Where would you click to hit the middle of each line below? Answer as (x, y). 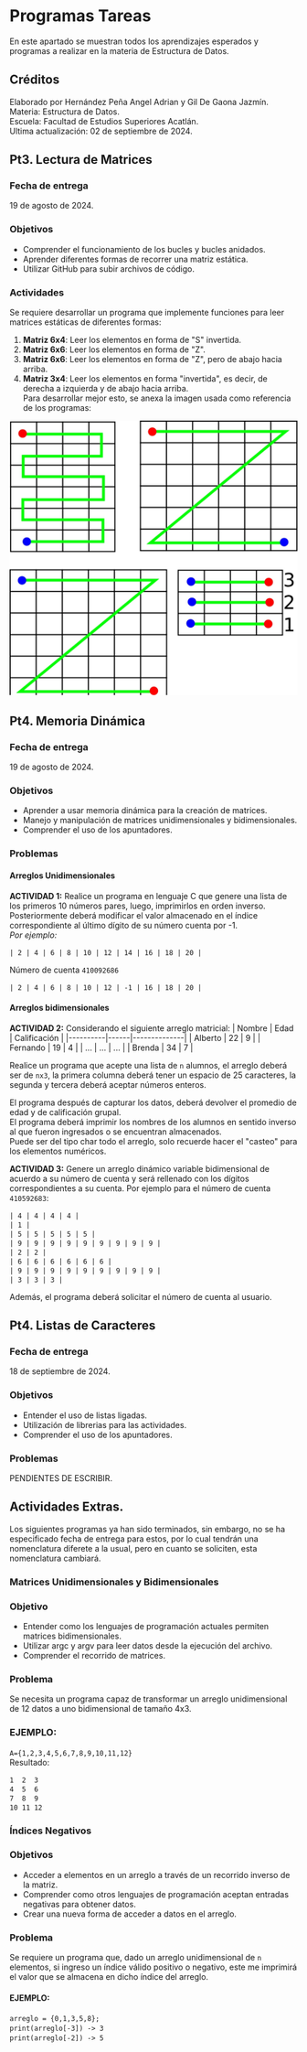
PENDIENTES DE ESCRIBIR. (61, 1478)
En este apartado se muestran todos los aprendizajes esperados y (134, 41)
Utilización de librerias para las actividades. (105, 1424)
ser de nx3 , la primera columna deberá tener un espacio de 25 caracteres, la (153, 1075)
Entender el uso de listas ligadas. (85, 1415)
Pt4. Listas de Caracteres (83, 1326)
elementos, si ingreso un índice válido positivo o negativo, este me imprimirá (153, 1967)
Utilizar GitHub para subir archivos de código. (108, 269)
